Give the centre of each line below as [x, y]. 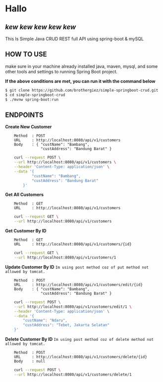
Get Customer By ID [26, 231]
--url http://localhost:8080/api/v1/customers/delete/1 [73, 375]
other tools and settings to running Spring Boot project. [61, 71]
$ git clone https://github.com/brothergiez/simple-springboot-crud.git [82, 90]
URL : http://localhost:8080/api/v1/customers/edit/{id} [78, 285]
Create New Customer [28, 127]
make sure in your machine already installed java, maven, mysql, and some [81, 66]
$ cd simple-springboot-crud [35, 95]
